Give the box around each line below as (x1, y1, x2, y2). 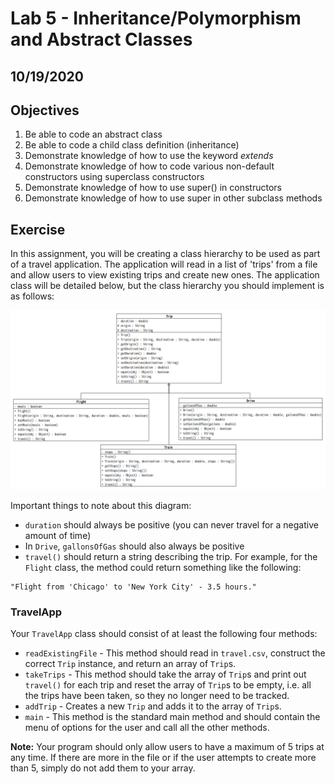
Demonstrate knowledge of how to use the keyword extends (24, 150, 274, 162)
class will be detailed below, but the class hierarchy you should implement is (10, 280, 325, 292)
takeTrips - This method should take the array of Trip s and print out (24, 668, 307, 680)
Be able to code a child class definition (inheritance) (24, 139, 240, 151)
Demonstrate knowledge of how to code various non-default (24, 160, 275, 172)
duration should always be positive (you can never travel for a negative (24, 518, 319, 531)
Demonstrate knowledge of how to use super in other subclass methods (24, 192, 323, 204)
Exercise (10, 221, 66, 238)
